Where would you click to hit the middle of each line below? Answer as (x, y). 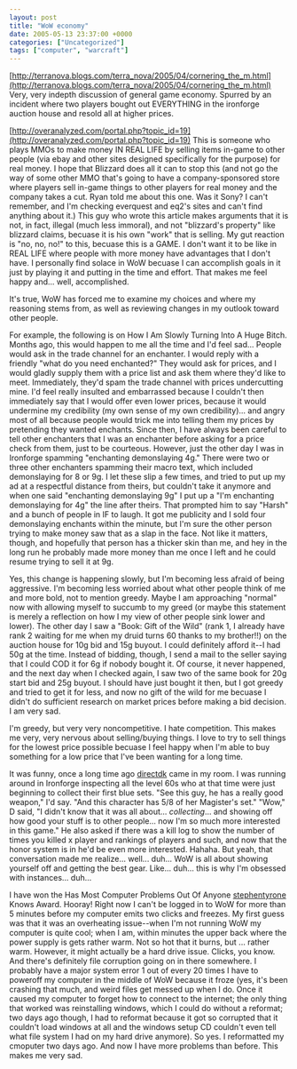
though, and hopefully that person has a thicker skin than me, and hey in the (148, 543)
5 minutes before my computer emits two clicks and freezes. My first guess (147, 914)
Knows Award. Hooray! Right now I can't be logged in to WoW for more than (148, 905)
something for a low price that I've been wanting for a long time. (126, 757)
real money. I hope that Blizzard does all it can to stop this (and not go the (144, 169)
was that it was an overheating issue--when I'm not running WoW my (135, 923)
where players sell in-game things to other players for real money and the (143, 187)
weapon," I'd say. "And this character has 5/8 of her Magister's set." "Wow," (147, 802)
